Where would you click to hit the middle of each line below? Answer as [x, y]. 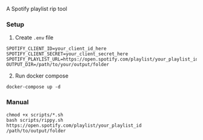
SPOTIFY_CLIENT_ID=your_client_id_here [56, 49]
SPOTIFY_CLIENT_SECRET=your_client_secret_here [67, 54]
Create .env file [34, 38]
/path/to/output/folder [36, 131]
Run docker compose [42, 76]
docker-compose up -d [34, 87]
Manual [18, 102]
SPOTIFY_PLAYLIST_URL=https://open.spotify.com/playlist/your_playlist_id [102, 59]
